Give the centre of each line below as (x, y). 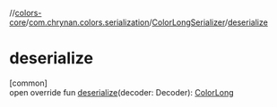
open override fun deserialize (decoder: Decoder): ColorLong (122, 92)
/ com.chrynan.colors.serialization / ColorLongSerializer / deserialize (147, 22)
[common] (28, 83)
